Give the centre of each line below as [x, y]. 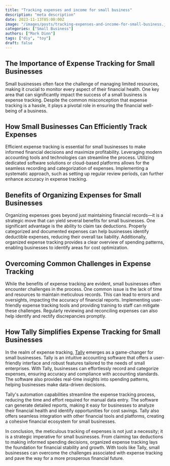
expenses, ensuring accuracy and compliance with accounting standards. [82, 374]
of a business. [33, 111]
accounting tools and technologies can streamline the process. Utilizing [80, 157]
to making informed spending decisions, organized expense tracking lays [81, 442]
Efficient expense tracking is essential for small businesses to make [76, 147]
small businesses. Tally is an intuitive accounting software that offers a [79, 357]
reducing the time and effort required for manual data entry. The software [82, 400]
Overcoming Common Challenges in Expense [78, 264]
